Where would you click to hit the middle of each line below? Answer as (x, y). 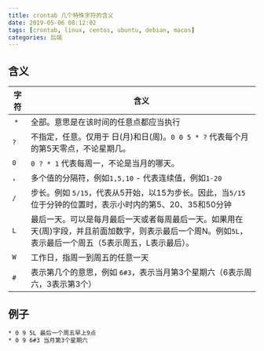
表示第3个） (74, 284)
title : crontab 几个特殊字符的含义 (61, 15)
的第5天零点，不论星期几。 (81, 148)
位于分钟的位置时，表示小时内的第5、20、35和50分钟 (131, 205)
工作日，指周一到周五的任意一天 (90, 258)
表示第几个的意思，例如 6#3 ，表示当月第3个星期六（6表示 (137, 272)
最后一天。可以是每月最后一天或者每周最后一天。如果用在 (137, 219)
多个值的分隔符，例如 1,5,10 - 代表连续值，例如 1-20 (126, 178)
